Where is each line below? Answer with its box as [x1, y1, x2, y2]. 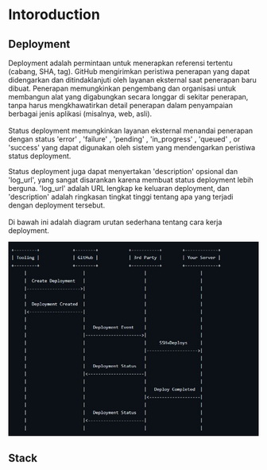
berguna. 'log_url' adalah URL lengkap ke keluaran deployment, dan [8, 184, 230, 192]
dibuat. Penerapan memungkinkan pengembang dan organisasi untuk [8, 84, 237, 93]
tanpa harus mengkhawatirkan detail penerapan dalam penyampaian [8, 101, 233, 110]
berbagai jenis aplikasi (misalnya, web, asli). [8, 109, 153, 118]
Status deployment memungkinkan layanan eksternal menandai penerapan [8, 126, 253, 135]
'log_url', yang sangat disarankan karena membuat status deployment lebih [8, 175, 253, 185]
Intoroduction [8, 6, 101, 24]
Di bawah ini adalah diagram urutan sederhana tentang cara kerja [8, 217, 222, 227]
